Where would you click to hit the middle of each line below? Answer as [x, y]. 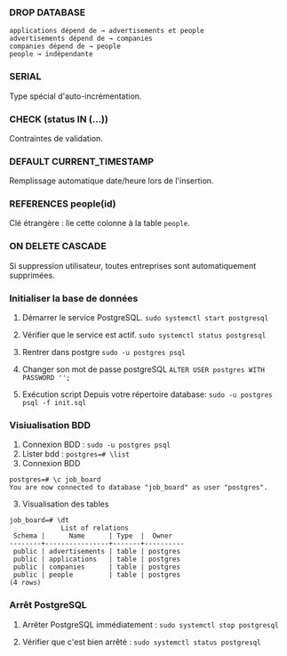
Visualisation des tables [65, 504]
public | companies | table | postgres [96, 567]
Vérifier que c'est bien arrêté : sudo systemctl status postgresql [141, 642]
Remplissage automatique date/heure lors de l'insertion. [112, 181]
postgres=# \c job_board [55, 480]
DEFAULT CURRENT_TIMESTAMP [81, 161]
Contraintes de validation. [56, 138]
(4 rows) [25, 583]
